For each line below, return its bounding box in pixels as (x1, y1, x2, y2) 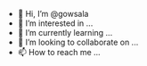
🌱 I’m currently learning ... (17, 28, 113, 37)
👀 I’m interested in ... (17, 18, 94, 29)
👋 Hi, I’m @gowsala (17, 9, 89, 19)
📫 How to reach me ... (17, 47, 101, 57)
